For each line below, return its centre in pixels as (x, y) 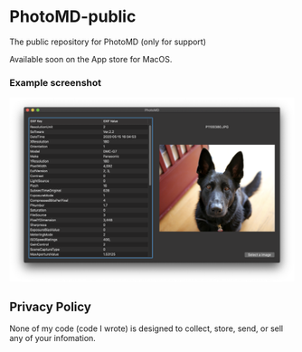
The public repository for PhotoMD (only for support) (108, 42)
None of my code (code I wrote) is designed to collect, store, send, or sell (146, 328)
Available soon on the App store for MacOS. (91, 59)
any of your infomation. (53, 338)
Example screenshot (56, 82)
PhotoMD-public (73, 17)
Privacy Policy (51, 306)
